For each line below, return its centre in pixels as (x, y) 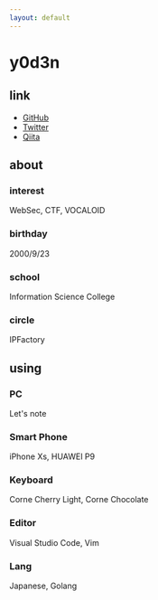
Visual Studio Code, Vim (54, 542)
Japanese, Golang (43, 586)
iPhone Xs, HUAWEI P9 (52, 456)
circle (22, 320)
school (25, 277)
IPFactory (27, 340)
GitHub (36, 117)
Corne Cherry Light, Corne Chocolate (79, 500)
